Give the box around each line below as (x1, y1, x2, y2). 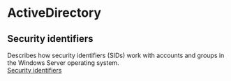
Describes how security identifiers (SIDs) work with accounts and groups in (7, 51, 225, 59)
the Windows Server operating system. (7, 59, 120, 67)
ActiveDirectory (7, 5, 102, 21)
